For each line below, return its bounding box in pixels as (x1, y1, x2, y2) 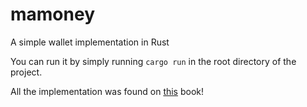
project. (10, 66, 43, 78)
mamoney (10, 3, 95, 26)
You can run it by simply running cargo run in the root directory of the (10, 55, 297, 67)
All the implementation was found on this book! (10, 85, 205, 97)
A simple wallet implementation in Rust (10, 36, 170, 48)
